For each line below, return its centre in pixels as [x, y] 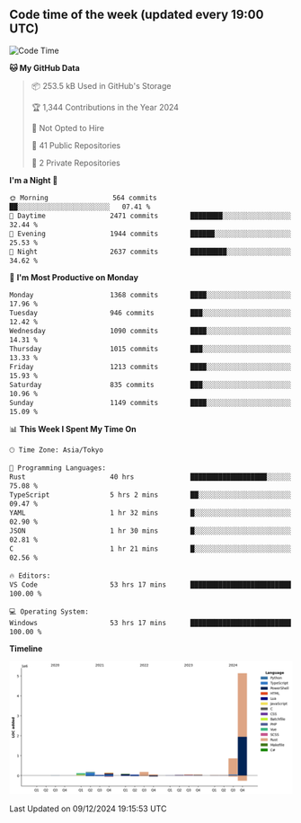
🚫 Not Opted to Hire [68, 128]
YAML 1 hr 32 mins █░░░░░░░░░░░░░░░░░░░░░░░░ [150, 513]
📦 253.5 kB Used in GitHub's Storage [101, 85]
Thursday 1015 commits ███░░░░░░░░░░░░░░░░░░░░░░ [150, 349]
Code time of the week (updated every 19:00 [137, 15]
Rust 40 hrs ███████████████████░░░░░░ [150, 477]
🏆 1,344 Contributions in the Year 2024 [105, 107]
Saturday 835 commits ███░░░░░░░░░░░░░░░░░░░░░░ [150, 385]
